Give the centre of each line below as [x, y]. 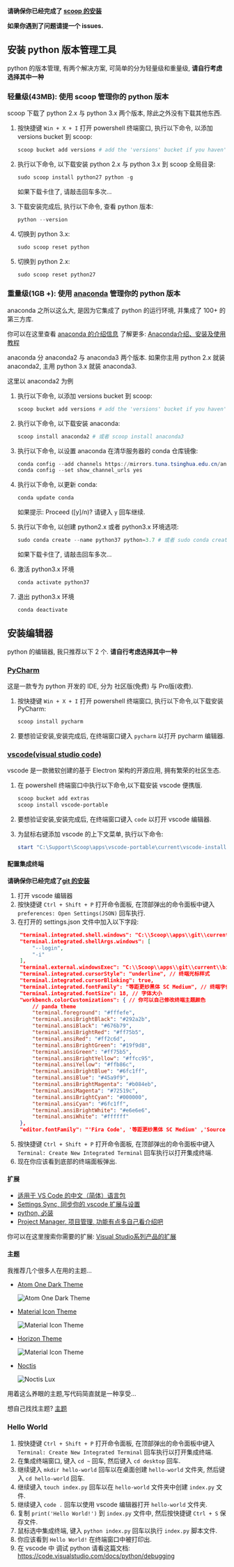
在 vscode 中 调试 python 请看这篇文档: [73, 1548]
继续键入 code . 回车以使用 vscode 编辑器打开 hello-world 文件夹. [112, 1504]
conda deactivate [42, 610]
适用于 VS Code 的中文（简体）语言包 [71, 1196]
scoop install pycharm [50, 721]
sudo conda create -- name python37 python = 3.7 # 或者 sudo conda [113, 540]
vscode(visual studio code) [54, 754]
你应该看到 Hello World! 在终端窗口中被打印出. [84, 1539]
